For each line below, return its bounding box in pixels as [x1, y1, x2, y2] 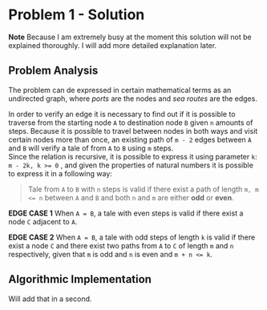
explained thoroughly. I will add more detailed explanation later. [8, 40, 217, 50]
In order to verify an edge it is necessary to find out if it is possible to [8, 109, 236, 119]
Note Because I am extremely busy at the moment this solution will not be [8, 32, 252, 42]
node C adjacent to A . [8, 216, 78, 226]
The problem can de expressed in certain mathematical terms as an [8, 85, 232, 95]
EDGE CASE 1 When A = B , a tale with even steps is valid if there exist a [8, 208, 244, 218]
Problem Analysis [8, 64, 99, 78]
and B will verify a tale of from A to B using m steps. [8, 143, 174, 153]
